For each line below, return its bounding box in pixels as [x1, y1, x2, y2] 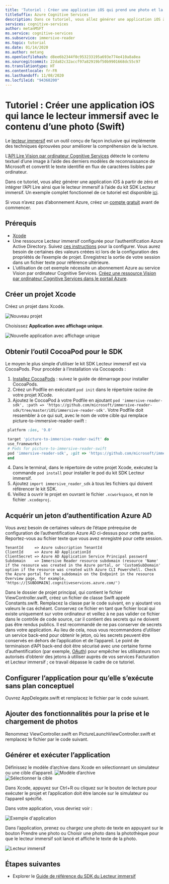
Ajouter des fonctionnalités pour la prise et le [5, 709, 150, 718]
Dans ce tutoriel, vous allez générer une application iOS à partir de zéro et [5, 179, 158, 185]
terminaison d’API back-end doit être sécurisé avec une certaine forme [5, 643, 152, 649]
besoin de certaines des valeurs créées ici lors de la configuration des [12, 248, 158, 255]
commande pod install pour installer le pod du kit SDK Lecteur [12, 470, 145, 476]
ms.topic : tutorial [5, 40, 46, 45]
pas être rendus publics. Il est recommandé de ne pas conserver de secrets [5, 622, 162, 628]
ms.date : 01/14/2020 [5, 45, 49, 50]
